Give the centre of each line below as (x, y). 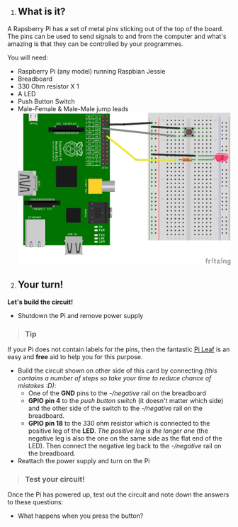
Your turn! (40, 285)
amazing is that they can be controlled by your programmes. (95, 44)
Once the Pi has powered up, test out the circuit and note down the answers (118, 494)
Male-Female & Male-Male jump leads (73, 108)
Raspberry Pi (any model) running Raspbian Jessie (91, 71)
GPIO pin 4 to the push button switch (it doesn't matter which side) (126, 400)
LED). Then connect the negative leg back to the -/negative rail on (125, 446)
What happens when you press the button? (80, 516)
